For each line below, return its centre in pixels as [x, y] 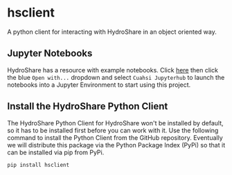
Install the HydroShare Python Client [88, 106]
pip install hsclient [38, 165]
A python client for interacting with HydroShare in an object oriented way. [112, 32]
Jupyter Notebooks [50, 53]
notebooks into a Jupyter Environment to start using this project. [99, 85]
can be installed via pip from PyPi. [56, 152]
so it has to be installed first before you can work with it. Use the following [113, 130]
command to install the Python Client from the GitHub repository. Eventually [115, 137]
